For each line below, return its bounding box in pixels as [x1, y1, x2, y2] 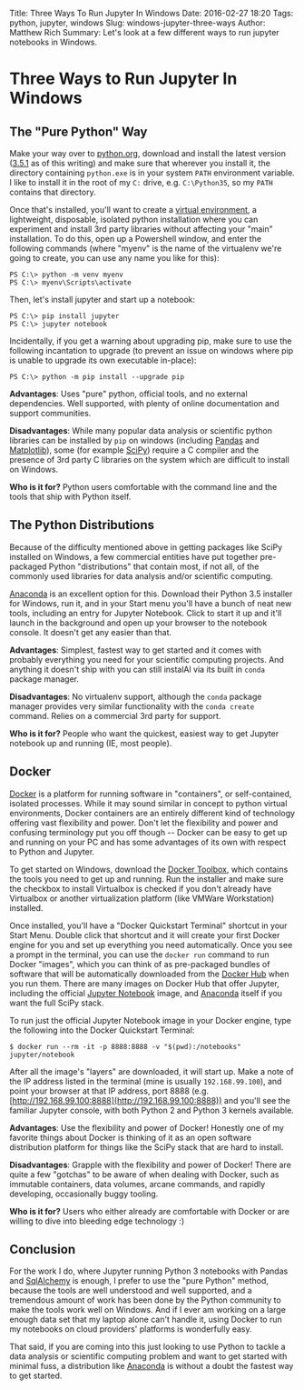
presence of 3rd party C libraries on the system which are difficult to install [9, 455, 290, 465]
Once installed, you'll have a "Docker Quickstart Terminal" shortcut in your [9, 920, 288, 931]
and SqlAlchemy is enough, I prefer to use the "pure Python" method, [9, 1275, 270, 1286]
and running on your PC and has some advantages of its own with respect [9, 836, 287, 847]
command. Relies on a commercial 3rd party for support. [9, 710, 221, 721]
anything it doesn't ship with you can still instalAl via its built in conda [9, 664, 266, 675]
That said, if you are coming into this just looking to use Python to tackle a [9, 1341, 286, 1353]
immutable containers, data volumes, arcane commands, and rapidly [9, 1178, 266, 1189]
